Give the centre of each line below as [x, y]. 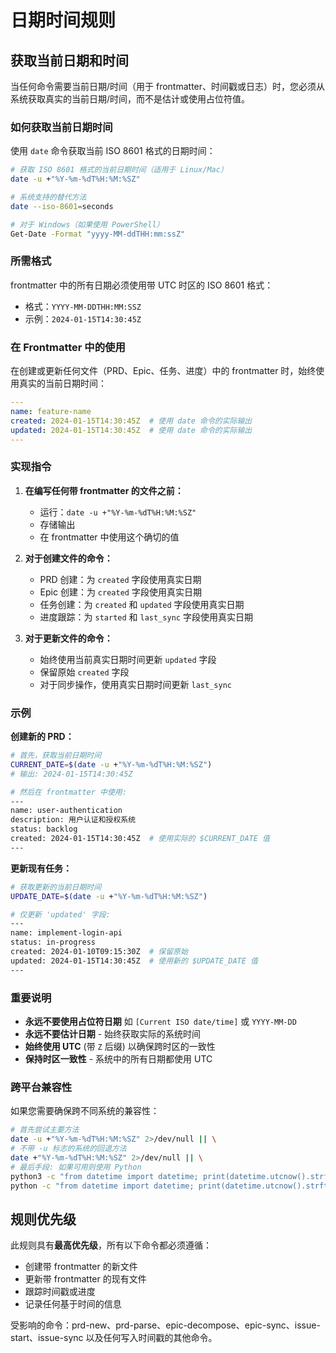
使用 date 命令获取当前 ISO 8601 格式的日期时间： [113, 151]
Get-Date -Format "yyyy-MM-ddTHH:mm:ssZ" [98, 234]
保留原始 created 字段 [84, 672]
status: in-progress [53, 942]
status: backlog [44, 829]
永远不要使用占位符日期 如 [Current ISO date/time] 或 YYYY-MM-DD [160, 1022]
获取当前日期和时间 [69, 60]
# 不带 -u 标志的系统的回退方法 [68, 1149]
